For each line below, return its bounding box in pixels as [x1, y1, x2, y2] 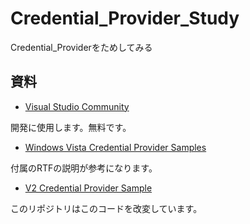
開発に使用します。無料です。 [10, 121, 132, 133]
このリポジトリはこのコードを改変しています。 [10, 202, 203, 214]
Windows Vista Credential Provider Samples [24, 141, 207, 153]
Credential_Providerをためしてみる [10, 41, 153, 53]
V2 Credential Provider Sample [24, 182, 153, 194]
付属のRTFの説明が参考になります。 [10, 162, 158, 174]
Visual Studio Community [24, 100, 130, 112]
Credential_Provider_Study [10, 7, 240, 30]
